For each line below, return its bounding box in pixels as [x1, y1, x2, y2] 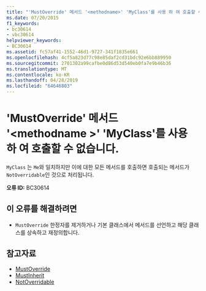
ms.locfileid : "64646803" [6, 83, 72, 89]
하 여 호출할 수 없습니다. [6, 142, 120, 156]
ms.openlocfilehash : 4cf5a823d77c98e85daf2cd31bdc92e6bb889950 [6, 55, 172, 61]
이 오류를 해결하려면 [6, 203, 77, 214]
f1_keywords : [6, 20, 40, 26]
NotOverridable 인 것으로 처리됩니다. [6, 171, 94, 178]
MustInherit [15, 271, 45, 279]
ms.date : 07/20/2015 [6, 15, 59, 21]
